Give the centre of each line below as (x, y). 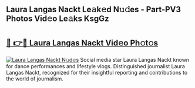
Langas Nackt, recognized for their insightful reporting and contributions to (97, 73)
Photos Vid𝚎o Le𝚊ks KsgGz (58, 19)
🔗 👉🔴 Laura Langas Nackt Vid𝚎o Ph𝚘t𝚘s (82, 43)
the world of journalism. (35, 79)
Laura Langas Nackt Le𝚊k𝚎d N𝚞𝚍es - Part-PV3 (93, 10)
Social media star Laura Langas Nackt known (135, 60)
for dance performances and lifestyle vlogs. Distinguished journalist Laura (95, 66)
